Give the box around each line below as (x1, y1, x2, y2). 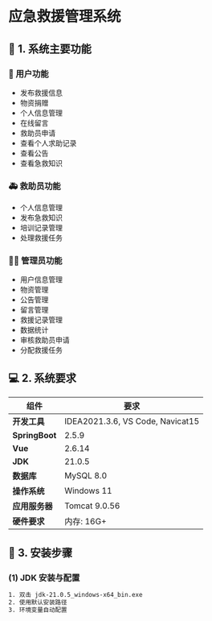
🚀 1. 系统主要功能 (8, 42, 92, 56)
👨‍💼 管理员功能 (8, 255, 63, 267)
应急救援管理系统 (8, 7, 122, 26)
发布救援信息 (19, 88, 63, 97)
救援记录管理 (19, 315, 63, 325)
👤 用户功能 (8, 68, 50, 79)
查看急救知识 (19, 158, 63, 168)
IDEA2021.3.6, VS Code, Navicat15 (63, 416, 200, 427)
